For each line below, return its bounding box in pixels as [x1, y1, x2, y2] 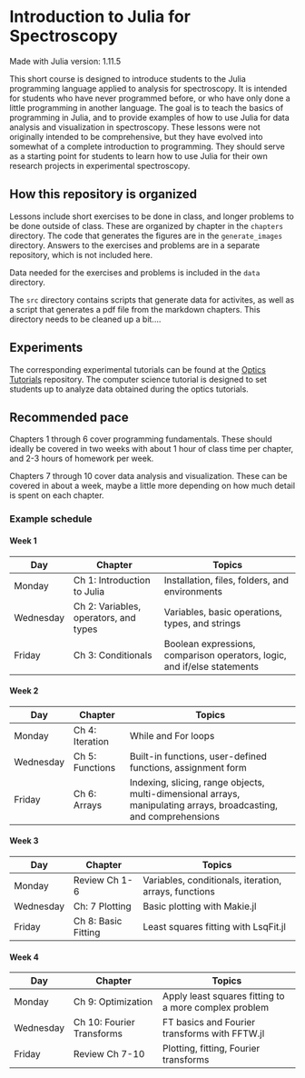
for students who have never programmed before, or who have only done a [9, 93, 290, 104]
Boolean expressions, [163, 637, 256, 650]
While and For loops [129, 729, 215, 742]
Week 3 [9, 835, 39, 846]
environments [163, 584, 223, 597]
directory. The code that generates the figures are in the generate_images [9, 230, 283, 241]
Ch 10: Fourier [73, 1016, 135, 1029]
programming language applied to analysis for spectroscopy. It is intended [9, 83, 288, 94]
